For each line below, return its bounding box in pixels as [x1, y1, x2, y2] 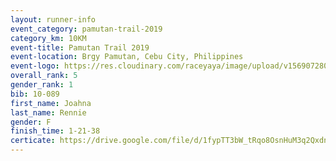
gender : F [10, 117, 52, 127]
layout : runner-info [10, 14, 97, 25]
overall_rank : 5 [10, 71, 78, 81]
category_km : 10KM [10, 33, 87, 43]
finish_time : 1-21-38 [10, 126, 101, 136]
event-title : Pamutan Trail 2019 [10, 42, 150, 53]
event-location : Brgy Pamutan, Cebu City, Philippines [10, 52, 244, 62]
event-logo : [10, 61, 60, 71]
